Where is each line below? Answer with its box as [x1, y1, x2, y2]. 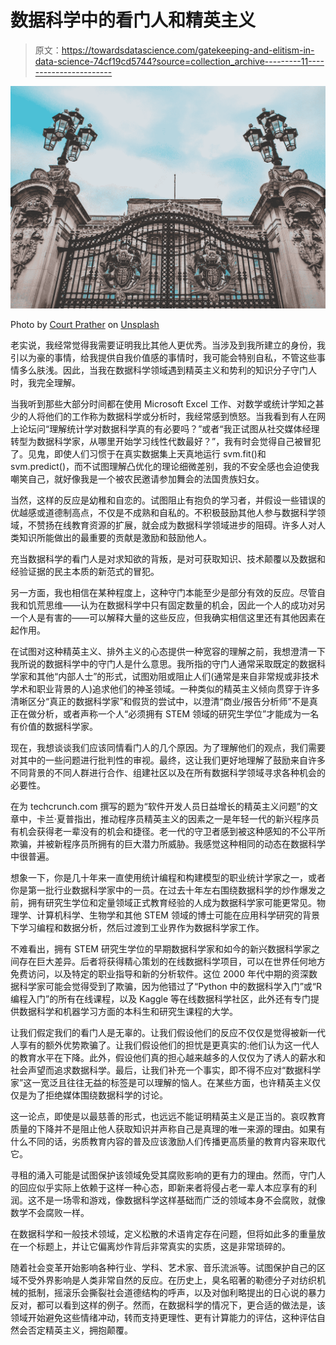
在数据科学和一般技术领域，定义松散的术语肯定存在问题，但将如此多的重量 [10, 1227, 317, 1240]
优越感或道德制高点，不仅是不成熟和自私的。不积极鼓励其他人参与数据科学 [10, 506, 317, 518]
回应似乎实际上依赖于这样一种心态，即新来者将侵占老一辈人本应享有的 [18, 1181, 308, 1193]
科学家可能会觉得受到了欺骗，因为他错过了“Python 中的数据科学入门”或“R [18, 980, 322, 992]
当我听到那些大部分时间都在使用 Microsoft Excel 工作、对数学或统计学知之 [10, 397, 316, 410]
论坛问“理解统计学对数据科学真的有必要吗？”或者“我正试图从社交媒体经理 [18, 422, 320, 435]
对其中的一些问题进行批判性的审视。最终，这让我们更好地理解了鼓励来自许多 [10, 754, 326, 766]
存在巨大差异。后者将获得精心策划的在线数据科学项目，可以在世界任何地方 [18, 955, 326, 967]
